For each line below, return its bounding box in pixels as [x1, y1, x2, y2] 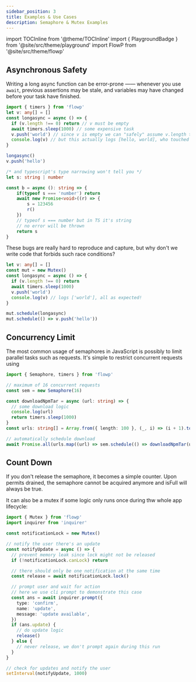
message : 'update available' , [16, 611, 90, 617]
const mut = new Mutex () [6, 268, 66, 273]
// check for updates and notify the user [6, 665, 111, 671]
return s [16, 228, 38, 234]
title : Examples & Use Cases [6, 14, 77, 20]
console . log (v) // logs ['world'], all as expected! [11, 294, 142, 300]
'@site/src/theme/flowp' [6, 48, 64, 55]
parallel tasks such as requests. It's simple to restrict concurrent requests [6, 354, 183, 361]
